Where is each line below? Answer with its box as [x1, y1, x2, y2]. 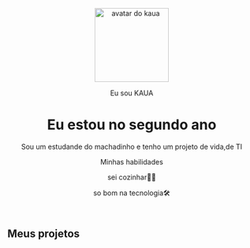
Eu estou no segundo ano [47, 116, 217, 134]
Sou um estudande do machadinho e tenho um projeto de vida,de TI [21, 142, 243, 151]
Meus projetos [7, 227, 80, 240]
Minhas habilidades [100, 157, 163, 166]
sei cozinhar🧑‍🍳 [106, 172, 157, 182]
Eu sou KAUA [110, 88, 154, 98]
